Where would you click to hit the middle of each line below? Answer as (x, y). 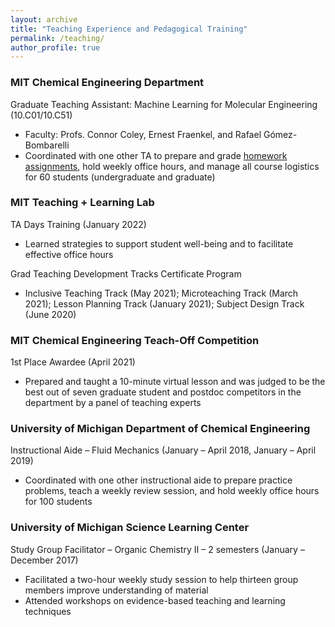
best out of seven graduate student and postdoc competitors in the (163, 392)
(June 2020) (50, 314)
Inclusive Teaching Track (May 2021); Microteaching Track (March (161, 293)
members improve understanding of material (116, 590)
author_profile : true (55, 47)
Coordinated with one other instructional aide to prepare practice (158, 480)
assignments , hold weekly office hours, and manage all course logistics (172, 166)
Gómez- (280, 134)
